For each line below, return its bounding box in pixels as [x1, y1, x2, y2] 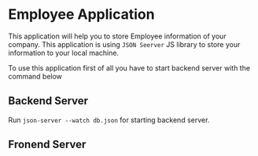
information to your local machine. [8, 48, 120, 57]
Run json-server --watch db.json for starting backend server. [8, 115, 210, 125]
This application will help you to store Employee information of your [8, 31, 227, 41]
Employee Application [8, 5, 155, 24]
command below [8, 71, 63, 81]
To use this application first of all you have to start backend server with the [8, 63, 250, 72]
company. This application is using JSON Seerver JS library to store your [8, 39, 241, 49]
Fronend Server [8, 138, 87, 151]
